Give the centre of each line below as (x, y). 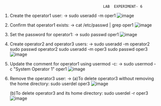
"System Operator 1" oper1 (40, 69)
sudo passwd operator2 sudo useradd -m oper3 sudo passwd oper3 (79, 49)
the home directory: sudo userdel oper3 (50, 84)
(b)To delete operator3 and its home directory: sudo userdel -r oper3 (79, 93)
